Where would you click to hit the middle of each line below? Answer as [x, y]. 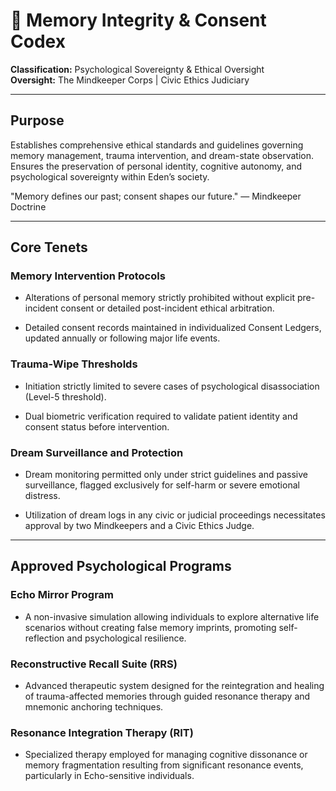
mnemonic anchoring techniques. [94, 707]
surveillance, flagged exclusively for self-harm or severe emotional [162, 485]
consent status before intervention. [97, 426]
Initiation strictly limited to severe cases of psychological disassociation [172, 386]
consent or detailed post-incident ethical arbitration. [167, 308]
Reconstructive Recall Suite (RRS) [94, 664]
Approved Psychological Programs [121, 566]
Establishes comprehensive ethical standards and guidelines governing [157, 145]
